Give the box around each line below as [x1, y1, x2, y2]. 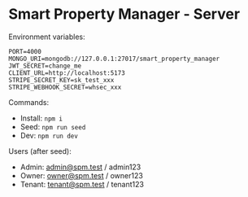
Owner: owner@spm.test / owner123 [20, 170, 144, 180]
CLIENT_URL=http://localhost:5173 [8, 68, 126, 77]
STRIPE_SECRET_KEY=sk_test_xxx [8, 76, 115, 84]
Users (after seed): [8, 146, 72, 155]
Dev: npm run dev [20, 130, 79, 140]
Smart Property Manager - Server [8, 5, 241, 24]
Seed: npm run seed [20, 121, 86, 131]
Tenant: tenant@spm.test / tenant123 [20, 179, 145, 189]
